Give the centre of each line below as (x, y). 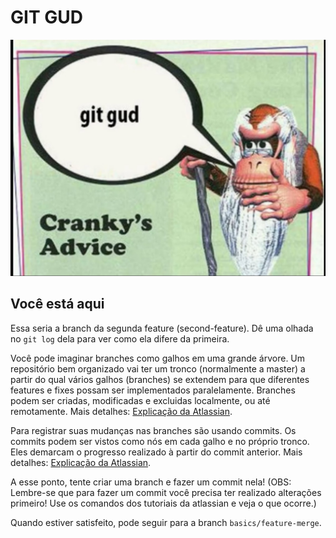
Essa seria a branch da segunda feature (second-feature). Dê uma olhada (162, 328)
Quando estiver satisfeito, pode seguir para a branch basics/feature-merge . (166, 522)
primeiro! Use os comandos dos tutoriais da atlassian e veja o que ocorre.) (163, 503)
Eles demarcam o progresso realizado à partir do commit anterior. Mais (156, 452)
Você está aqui (57, 304)
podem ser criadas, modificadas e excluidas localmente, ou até (140, 400)
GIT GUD (46, 17)
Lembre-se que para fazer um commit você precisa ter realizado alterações (166, 492)
